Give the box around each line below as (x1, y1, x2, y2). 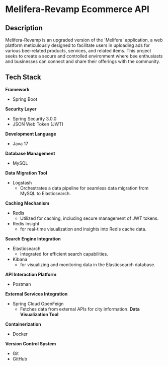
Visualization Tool (20, 311, 59, 317)
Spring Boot (12, 96, 38, 102)
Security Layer (5, 106, 37, 112)
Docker (12, 331, 28, 337)
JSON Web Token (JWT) (12, 121, 64, 127)
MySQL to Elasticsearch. (20, 190, 71, 196)
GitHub (12, 355, 28, 361)
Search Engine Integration (5, 235, 61, 241)
